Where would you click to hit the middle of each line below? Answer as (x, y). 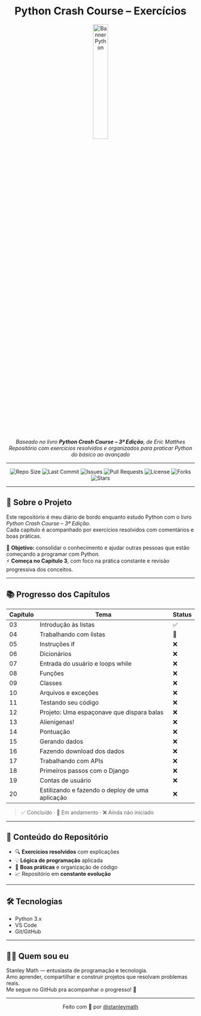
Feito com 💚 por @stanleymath (100, 1007)
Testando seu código (69, 702)
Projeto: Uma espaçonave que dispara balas (102, 712)
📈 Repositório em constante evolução (63, 874)
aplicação (54, 797)
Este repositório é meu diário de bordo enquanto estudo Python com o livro (99, 517)
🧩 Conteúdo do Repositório (57, 837)
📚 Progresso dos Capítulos (58, 595)
